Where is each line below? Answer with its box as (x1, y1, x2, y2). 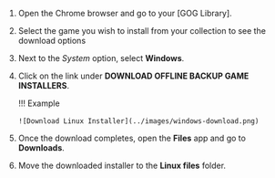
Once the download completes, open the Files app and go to (17, 132, 246, 143)
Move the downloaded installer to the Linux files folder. (17, 160, 226, 171)
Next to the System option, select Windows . (17, 53, 185, 63)
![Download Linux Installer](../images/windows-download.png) (17, 117, 260, 126)
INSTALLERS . (17, 80, 70, 90)
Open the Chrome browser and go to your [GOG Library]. (17, 8, 232, 18)
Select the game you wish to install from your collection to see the (17, 26, 267, 36)
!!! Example (17, 98, 61, 109)
